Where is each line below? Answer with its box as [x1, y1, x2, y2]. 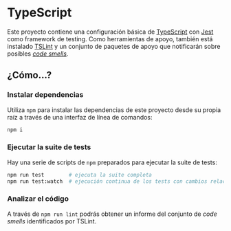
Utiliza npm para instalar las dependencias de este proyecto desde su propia [7, 105, 221, 114]
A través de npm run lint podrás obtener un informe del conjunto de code [7, 210, 218, 218]
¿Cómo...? [7, 69, 52, 81]
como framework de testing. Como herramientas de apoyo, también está [7, 34, 213, 43]
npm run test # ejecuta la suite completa [7, 171, 153, 178]
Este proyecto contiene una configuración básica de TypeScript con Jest [7, 27, 214, 36]
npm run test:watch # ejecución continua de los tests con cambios [7, 177, 208, 185]
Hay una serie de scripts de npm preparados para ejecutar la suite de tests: [7, 158, 218, 166]
